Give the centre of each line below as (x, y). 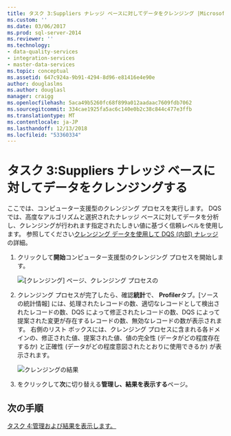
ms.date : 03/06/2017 (37, 26)
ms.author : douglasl (37, 90)
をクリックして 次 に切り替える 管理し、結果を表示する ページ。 (104, 385)
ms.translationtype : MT (41, 115)
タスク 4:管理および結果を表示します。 (62, 426)
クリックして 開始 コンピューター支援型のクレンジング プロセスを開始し (117, 257)
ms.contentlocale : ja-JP (43, 122)
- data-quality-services (43, 52)
